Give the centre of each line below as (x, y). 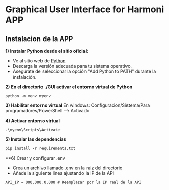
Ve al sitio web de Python (39, 61)
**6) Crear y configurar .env (35, 158)
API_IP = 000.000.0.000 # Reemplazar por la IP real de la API (73, 182)
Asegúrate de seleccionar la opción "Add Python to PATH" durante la (84, 71)
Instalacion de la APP (39, 39)
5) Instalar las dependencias (36, 139)
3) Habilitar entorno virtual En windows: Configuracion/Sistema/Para (78, 105)
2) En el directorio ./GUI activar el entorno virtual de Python (69, 87)
